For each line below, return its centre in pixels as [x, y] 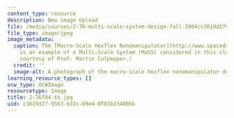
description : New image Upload [53, 20]
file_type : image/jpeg [40, 33]
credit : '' [29, 65]
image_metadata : [31, 40]
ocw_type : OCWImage [36, 85]
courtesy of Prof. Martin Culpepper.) [76, 59]
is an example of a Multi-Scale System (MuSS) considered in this [118, 53]
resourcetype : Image [37, 91]
